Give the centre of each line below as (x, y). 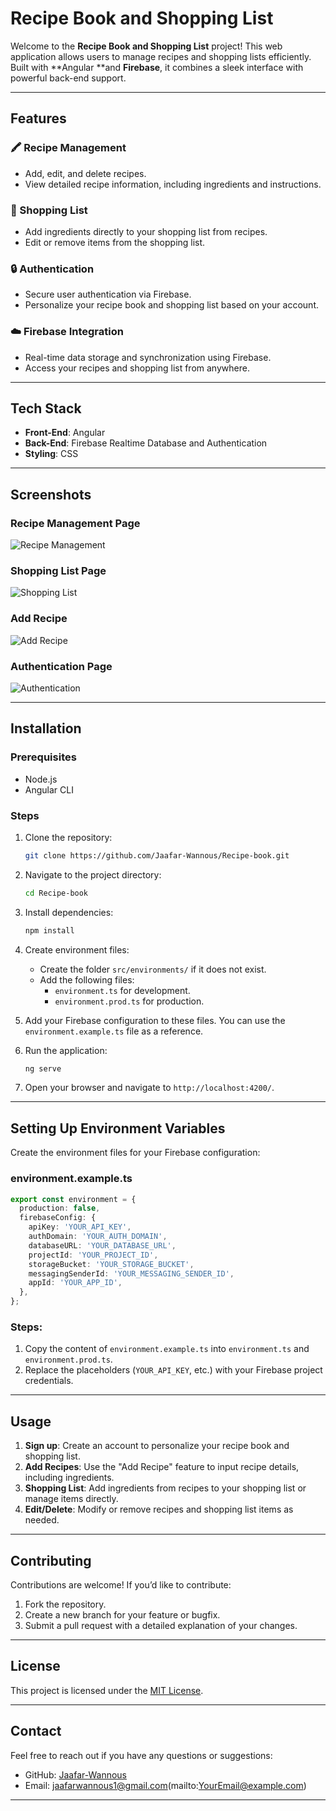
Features (38, 118)
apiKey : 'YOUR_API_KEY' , (80, 1227)
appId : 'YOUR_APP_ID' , (75, 1283)
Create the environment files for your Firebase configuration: (135, 1153)
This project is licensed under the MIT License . (107, 1690)
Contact (36, 1731)
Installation (46, 728)
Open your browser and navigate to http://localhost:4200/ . (149, 1088)
